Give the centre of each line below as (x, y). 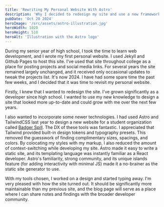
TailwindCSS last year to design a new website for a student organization (79, 122)
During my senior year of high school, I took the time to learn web (71, 51)
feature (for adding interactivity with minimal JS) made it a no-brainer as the (81, 164)
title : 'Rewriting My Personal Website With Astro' (59, 10)
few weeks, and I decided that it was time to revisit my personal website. (78, 82)
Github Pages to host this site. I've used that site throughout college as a (78, 61)
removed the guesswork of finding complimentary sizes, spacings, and (76, 137)
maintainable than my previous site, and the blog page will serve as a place (81, 189)
